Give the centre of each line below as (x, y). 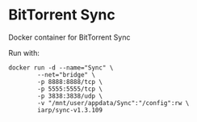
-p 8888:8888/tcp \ (70, 82)
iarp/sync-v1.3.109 (70, 110)
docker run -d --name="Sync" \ (61, 67)
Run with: (24, 53)
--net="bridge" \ (66, 74)
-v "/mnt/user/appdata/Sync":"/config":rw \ (113, 103)
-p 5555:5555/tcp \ (70, 89)
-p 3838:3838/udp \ (70, 96)
